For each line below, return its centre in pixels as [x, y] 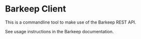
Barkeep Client [36, 9]
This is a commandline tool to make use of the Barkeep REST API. [70, 22]
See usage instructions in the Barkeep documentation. [59, 31]
